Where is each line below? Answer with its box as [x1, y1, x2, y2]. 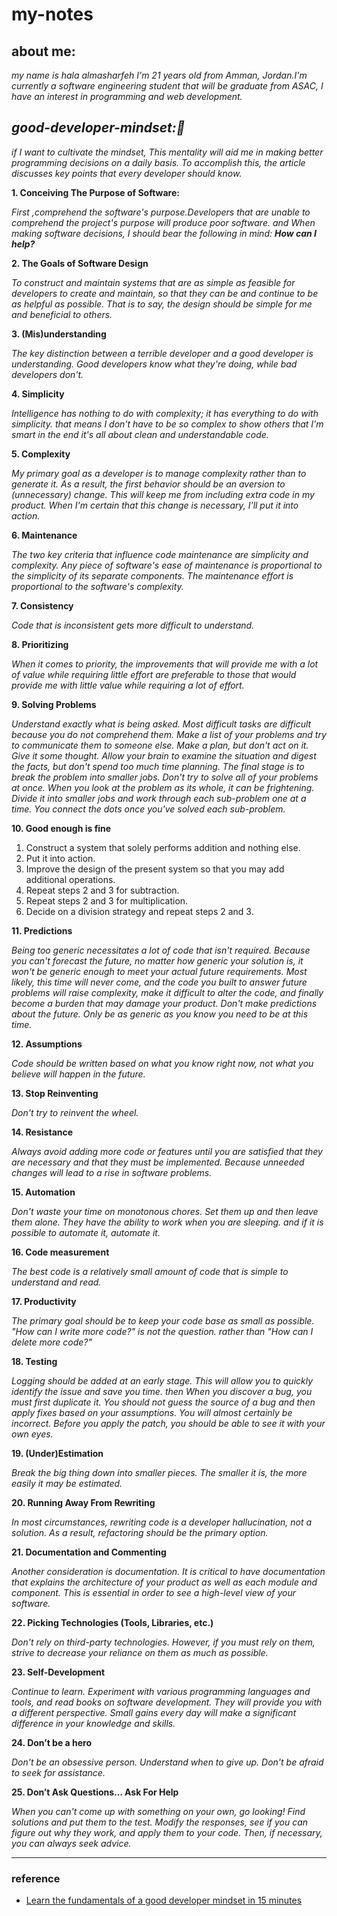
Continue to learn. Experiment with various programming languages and [11, 1685, 311, 1697]
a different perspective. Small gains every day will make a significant [11, 1706, 297, 1718]
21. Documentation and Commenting [11, 1546, 167, 1558]
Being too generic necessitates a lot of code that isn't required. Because [11, 944, 311, 956]
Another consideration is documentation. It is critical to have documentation [11, 1565, 326, 1577]
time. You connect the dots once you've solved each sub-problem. [11, 803, 286, 815]
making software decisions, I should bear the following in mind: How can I [11, 227, 318, 239]
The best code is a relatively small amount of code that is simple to [11, 1265, 289, 1277]
